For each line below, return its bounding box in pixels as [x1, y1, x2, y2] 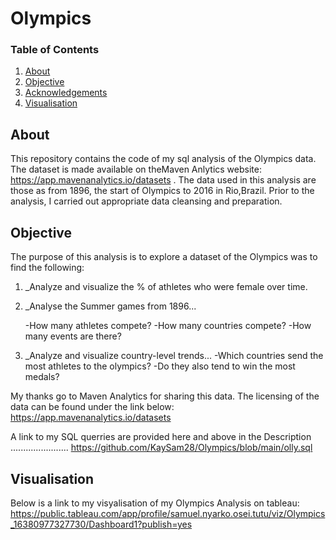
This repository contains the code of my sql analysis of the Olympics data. [10, 153, 317, 165]
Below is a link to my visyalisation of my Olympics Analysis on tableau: [10, 497, 300, 509]
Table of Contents [10, 43, 100, 57]
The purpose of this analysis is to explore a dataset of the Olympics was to [10, 251, 318, 263]
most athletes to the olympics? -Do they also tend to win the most [24, 360, 296, 372]
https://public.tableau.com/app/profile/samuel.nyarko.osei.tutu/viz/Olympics [10, 507, 326, 519]
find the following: [10, 262, 85, 274]
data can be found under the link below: [10, 401, 175, 413]
